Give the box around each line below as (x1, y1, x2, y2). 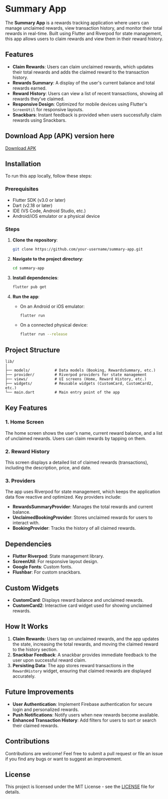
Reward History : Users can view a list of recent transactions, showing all (12, 90, 163, 96)
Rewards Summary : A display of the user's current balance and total (12, 79, 155, 86)
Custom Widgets (5, 584, 59, 592)
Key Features (5, 404, 48, 412)
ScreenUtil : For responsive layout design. (12, 558, 99, 565)
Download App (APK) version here (5, 132, 114, 140)
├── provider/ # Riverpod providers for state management (5, 372, 147, 377)
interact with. (12, 520, 40, 526)
